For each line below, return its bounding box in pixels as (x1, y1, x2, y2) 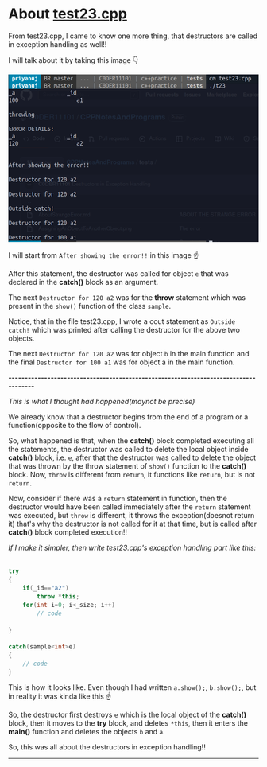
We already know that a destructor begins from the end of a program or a (8, 411, 249, 422)
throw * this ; (37, 593, 80, 601)
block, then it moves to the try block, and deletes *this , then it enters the (8, 718, 249, 728)
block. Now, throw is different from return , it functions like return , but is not (8, 469, 256, 479)
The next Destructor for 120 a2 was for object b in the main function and (8, 348, 250, 358)
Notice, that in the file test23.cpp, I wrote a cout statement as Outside (8, 316, 236, 326)
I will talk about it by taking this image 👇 (8, 55, 139, 64)
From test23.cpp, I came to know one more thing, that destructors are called (8, 31, 258, 41)
